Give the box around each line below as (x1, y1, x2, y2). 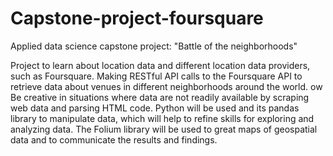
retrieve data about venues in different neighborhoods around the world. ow (10, 80, 323, 92)
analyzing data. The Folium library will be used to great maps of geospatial (10, 123, 318, 135)
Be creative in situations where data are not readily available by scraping (10, 91, 310, 103)
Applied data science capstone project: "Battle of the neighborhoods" (10, 40, 298, 52)
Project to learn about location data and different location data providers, (10, 59, 311, 71)
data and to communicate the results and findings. (10, 133, 218, 146)
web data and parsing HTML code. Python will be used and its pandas (10, 102, 300, 114)
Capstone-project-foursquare (10, 7, 264, 30)
